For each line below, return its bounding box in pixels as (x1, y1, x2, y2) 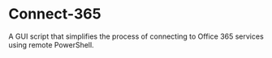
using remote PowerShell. (8, 39, 95, 49)
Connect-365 (8, 5, 101, 23)
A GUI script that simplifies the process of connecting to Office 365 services (8, 31, 264, 41)
